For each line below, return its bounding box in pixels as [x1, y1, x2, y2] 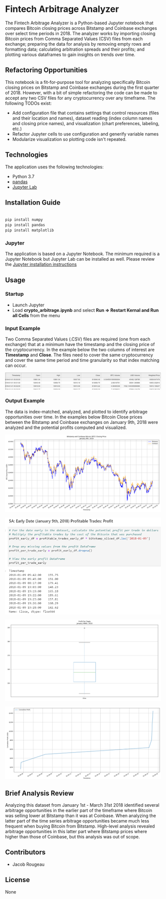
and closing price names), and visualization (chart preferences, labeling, [12, 120, 160, 126]
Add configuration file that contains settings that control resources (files [12, 110, 159, 116]
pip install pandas [5, 222, 45, 228]
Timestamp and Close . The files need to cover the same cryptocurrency [5, 352, 153, 358]
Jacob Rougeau [12, 861, 45, 867]
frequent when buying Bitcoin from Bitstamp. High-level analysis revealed [5, 823, 155, 829]
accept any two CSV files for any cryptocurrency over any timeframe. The [5, 95, 156, 101]
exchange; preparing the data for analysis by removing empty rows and [5, 41, 151, 47]
